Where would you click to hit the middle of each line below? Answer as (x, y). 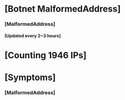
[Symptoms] (30, 77)
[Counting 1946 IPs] (46, 55)
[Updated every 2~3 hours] (33, 35)
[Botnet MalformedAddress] (63, 9)
